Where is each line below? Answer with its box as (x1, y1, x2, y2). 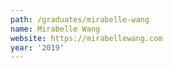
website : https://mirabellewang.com (10, 33, 163, 43)
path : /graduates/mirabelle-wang (10, 14, 150, 25)
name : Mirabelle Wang (10, 24, 101, 34)
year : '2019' (10, 42, 65, 53)
